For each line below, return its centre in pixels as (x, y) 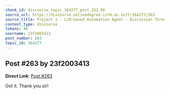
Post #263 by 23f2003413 (48, 64)
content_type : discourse (31, 24)
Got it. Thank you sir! (27, 86)
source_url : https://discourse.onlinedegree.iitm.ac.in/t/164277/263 (80, 15)
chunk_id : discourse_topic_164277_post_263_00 (55, 10)
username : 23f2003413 (28, 34)
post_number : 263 (24, 39)
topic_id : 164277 (24, 43)
